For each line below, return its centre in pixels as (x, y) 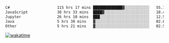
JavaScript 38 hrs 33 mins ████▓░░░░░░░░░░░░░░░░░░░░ (77, 12)
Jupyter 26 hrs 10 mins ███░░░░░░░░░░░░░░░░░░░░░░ (77, 17)
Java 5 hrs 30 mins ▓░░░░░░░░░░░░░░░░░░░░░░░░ (77, 21)
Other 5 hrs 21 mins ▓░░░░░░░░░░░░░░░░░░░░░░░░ (77, 26)
